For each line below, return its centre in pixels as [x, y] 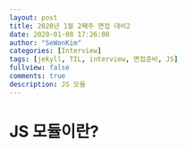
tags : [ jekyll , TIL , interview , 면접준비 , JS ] [94, 59]
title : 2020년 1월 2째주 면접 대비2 [70, 26]
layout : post [34, 17]
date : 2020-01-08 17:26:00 [59, 34]
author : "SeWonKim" [46, 43]
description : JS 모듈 [48, 84]
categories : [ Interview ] [55, 51]
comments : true [38, 76]
